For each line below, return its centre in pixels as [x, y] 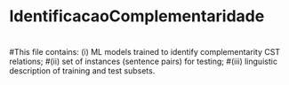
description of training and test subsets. [82, 71]
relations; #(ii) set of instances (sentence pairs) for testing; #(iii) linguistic [144, 62]
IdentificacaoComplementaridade [137, 16]
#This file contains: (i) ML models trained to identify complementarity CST [145, 52]
